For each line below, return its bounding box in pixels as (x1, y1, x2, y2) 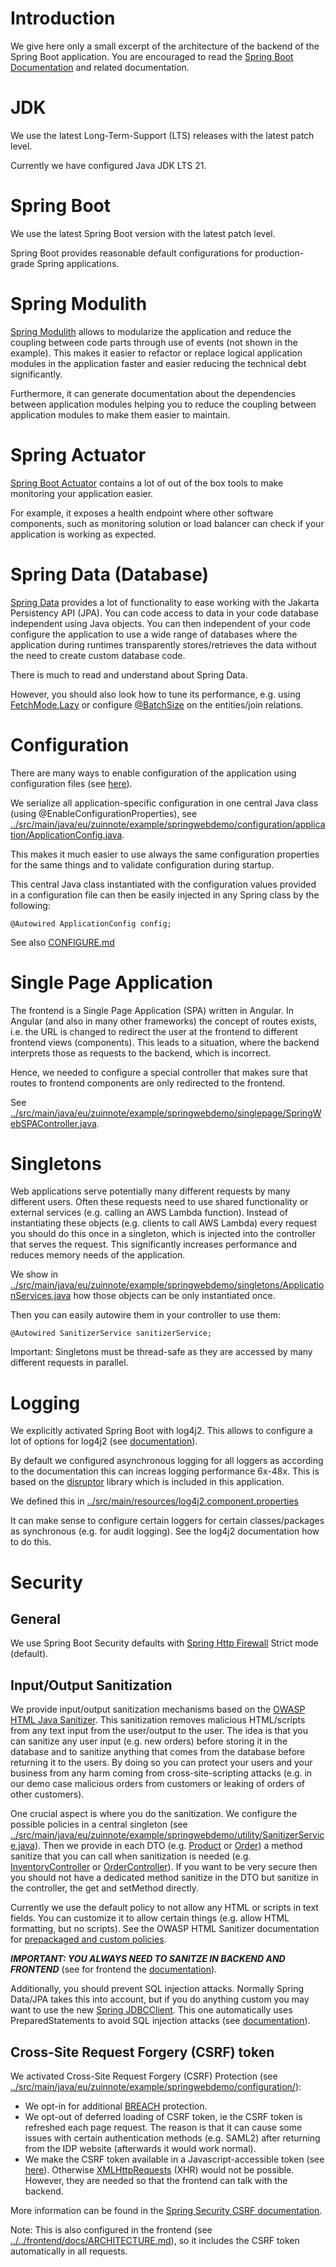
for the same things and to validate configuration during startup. (10, 858, 275, 871)
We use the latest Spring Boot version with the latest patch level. (10, 227, 276, 239)
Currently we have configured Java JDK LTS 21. (10, 159, 207, 171)
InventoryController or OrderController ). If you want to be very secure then (10, 1861, 318, 1873)
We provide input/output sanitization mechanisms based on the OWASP (10, 1703, 306, 1716)
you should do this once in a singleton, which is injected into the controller (10, 1228, 317, 1240)
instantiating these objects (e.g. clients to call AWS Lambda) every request (10, 1217, 318, 1229)
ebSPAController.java (10, 1117, 97, 1129)
